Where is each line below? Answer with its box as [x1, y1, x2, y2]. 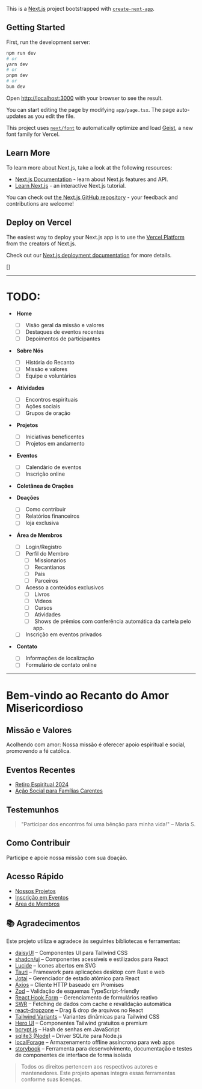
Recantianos [34, 563, 66, 571]
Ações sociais [25, 402, 60, 410]
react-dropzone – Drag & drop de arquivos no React [14, 1007, 143, 1014]
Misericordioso [6, 701, 84, 715]
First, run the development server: [6, 38, 91, 46]
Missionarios [34, 556, 66, 564]
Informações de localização [25, 655, 94, 662]
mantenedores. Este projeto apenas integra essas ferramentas [20, 1069, 176, 1076]
